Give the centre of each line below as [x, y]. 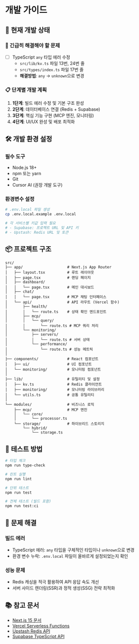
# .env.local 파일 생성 [27, 210]
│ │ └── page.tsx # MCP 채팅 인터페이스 [56, 297]
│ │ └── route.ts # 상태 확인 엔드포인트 [56, 312]
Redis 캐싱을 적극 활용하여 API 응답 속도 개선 [56, 582]
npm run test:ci [22, 506]
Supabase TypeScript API [38, 637]
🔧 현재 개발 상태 [28, 30]
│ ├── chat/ [20, 292]
